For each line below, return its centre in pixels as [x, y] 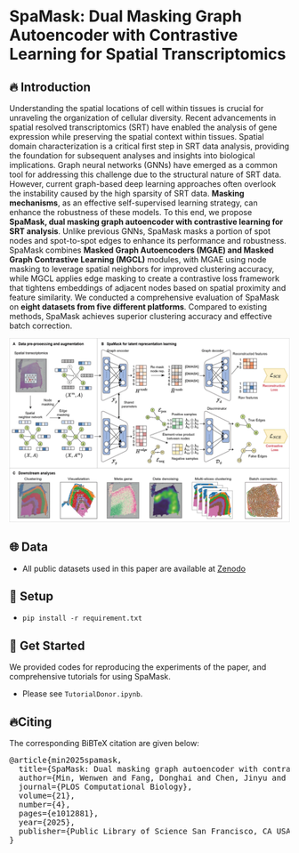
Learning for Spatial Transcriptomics [148, 54]
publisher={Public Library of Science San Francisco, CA [145, 831]
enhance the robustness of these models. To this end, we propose [131, 212]
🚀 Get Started [47, 645]
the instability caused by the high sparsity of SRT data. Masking [127, 193]
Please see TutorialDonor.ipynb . [82, 694]
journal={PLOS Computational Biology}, [105, 787]
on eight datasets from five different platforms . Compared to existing [138, 307]
